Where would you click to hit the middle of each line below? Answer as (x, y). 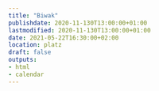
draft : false (30, 52)
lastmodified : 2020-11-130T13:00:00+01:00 (79, 30)
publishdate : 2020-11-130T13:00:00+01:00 (78, 23)
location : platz (35, 45)
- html (19, 67)
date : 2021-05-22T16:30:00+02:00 (64, 38)
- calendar (26, 74)
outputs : (23, 60)
